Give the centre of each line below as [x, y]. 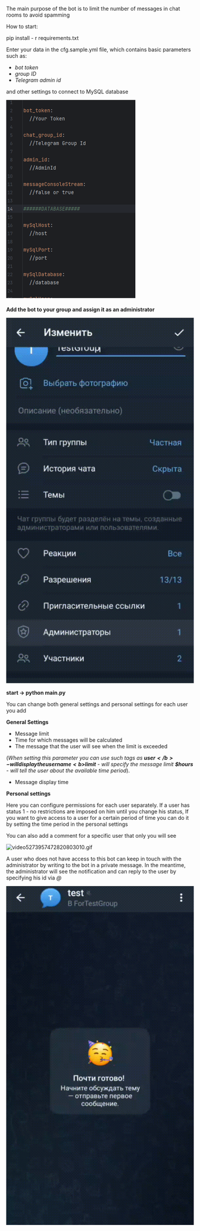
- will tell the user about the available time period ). [68, 770]
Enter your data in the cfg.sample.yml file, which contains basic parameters [99, 49]
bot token [26, 67]
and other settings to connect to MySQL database [67, 91]
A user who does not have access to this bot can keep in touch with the [94, 859]
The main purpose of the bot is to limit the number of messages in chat [93, 9]
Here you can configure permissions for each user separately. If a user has [98, 805]
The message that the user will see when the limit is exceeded [91, 747]
